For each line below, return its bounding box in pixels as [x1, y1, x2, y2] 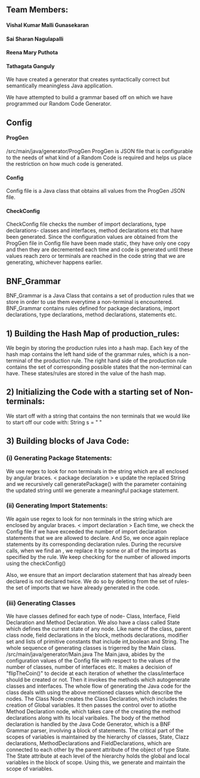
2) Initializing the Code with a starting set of [6, 387, 173, 397]
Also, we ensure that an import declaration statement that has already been [6, 571, 192, 578]
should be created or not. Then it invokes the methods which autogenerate [6, 676, 190, 683]
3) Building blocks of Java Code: [6, 436, 130, 446]
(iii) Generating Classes [6, 598, 76, 607]
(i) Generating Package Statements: [6, 454, 112, 463]
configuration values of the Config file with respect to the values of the [6, 657, 180, 664]
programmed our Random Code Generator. [6, 100, 112, 107]
